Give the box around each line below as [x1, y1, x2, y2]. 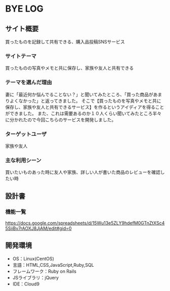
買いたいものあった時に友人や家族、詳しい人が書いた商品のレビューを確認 [5, 169, 160, 175]
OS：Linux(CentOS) [12, 256, 55, 262]
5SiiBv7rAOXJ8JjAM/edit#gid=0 [5, 225, 72, 231]
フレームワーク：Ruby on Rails [12, 268, 77, 274]
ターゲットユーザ [5, 130, 47, 137]
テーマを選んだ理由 [5, 79, 52, 86]
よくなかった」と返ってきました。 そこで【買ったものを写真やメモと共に [9, 98, 161, 104]
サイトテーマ [5, 53, 37, 60]
